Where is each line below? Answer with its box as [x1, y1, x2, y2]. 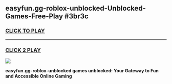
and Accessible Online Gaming [5, 73, 72, 79]
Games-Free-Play [5, 12, 63, 21]
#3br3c [64, 12, 89, 21]
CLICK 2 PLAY [5, 46, 41, 53]
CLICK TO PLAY [5, 27, 45, 35]
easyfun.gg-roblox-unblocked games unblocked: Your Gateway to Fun [5, 67, 159, 73]
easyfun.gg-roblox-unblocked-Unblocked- [5, 4, 146, 13]
